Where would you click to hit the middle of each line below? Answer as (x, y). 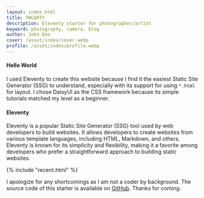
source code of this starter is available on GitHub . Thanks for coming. (94, 188)
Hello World (22, 65)
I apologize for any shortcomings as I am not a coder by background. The (99, 182)
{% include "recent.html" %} (42, 170)
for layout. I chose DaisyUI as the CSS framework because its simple (93, 92)
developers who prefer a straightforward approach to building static (92, 152)
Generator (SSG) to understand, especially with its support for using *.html (101, 85)
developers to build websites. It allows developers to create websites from (100, 132)
